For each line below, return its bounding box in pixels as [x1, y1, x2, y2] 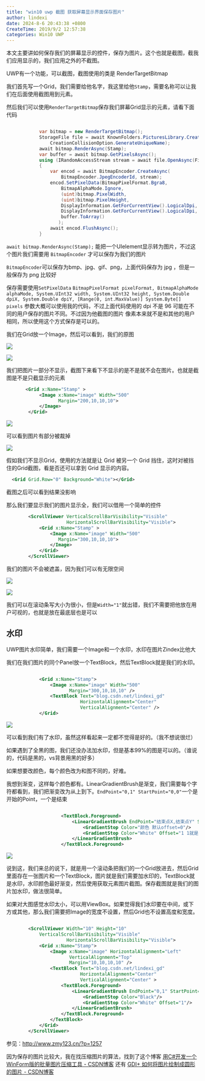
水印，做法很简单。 [16, 887, 65, 895]
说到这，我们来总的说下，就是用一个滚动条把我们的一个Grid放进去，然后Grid [6, 865, 199, 872]
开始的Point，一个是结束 [6, 795, 68, 802]
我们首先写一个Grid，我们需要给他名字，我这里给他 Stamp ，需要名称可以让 [6, 83, 191, 90]
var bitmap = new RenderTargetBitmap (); [38, 129, 143, 135]
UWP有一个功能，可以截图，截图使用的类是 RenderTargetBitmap [6, 70, 168, 77]
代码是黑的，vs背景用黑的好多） [16, 754, 98, 761]
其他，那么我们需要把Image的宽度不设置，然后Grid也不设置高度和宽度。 [16, 908, 198, 915]
